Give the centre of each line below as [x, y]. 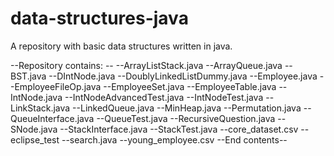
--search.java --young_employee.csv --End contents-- [174, 139]
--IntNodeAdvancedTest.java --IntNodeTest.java [164, 97]
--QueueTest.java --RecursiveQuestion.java [186, 118]
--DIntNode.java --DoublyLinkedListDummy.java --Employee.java [183, 76]
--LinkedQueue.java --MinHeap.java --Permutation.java [187, 108]
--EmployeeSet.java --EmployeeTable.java [190, 86]
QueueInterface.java [52, 118]
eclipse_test [35, 139]
